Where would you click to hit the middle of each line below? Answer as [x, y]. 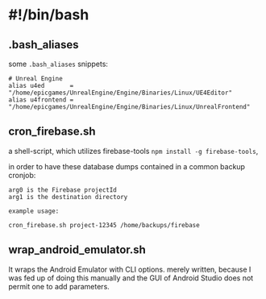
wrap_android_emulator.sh [77, 250]
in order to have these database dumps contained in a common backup [127, 166]
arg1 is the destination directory [68, 197]
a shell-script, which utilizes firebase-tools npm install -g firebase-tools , [133, 151]
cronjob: [22, 175]
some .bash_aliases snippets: [58, 64]
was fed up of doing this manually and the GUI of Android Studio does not [131, 278]
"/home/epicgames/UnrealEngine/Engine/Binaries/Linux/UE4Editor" [120, 93]
